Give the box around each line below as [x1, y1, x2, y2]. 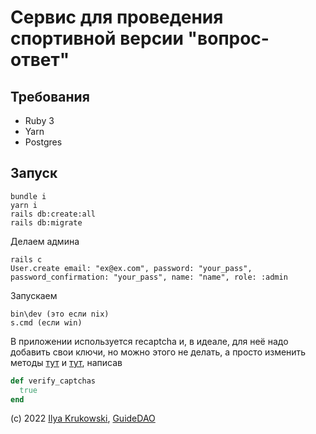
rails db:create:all [10, 209, 97, 219]
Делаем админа [10, 235, 80, 247]
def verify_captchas [10, 376, 97, 386]
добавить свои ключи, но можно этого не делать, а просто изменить [10, 346, 307, 358]
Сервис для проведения [10, 6, 224, 29]
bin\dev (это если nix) [10, 309, 110, 319]
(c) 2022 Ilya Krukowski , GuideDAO [10, 412, 156, 425]
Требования [10, 88, 90, 105]
